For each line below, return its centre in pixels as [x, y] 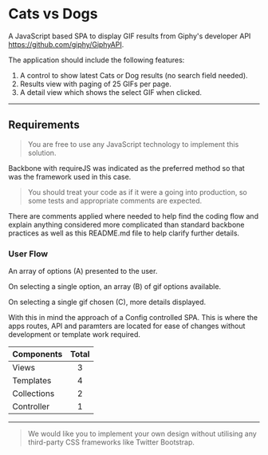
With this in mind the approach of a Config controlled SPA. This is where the [133, 318]
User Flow [28, 254]
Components [37, 354]
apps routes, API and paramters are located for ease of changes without [127, 326]
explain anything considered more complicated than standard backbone [126, 224]
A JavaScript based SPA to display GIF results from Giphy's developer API [130, 36]
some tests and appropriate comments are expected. [115, 200]
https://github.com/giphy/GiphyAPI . [66, 44]
